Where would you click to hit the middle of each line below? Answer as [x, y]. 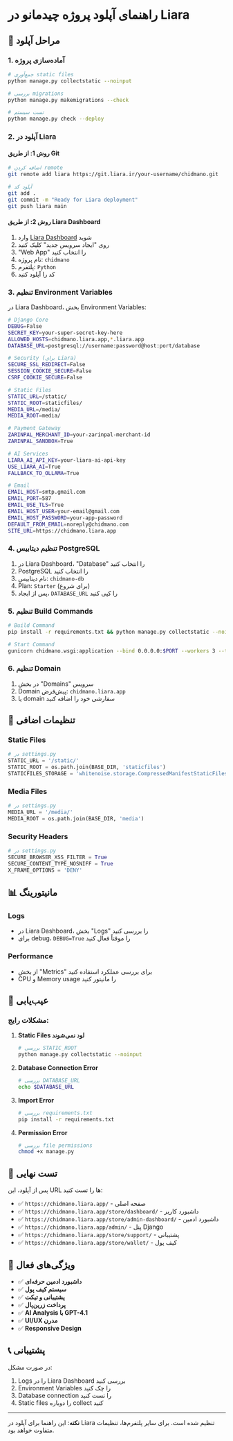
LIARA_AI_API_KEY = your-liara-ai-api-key [67, 460]
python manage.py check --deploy [56, 119]
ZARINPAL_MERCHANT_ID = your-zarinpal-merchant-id [79, 435]
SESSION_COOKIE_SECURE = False [50, 371]
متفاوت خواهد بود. [31, 1430]
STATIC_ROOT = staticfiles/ [45, 403]
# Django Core [28, 320]
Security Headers [38, 836]
